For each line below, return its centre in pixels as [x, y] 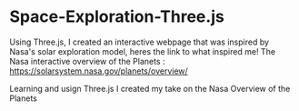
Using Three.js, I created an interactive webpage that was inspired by [140, 42]
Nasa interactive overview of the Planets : [87, 61]
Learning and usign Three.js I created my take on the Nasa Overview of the [150, 88]
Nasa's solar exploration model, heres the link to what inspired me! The [142, 51]
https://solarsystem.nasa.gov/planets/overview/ [99, 71]
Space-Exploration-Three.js [117, 17]
